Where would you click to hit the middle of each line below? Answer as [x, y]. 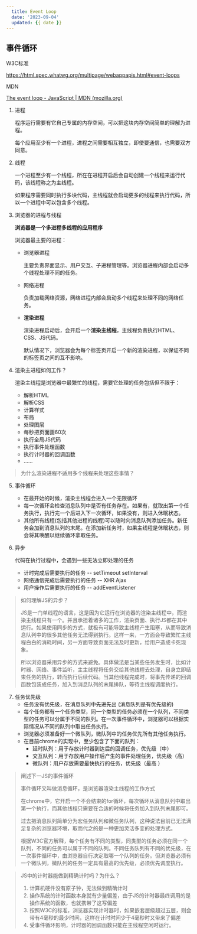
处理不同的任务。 [60, 273]
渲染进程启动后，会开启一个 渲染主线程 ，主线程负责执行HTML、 [101, 330]
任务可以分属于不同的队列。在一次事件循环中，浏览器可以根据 [109, 719]
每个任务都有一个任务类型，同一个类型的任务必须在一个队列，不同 [104, 712]
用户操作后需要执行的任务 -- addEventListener [80, 588]
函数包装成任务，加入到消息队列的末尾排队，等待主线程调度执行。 [101, 684]
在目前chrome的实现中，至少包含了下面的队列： [82, 741]
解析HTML [36, 395]
